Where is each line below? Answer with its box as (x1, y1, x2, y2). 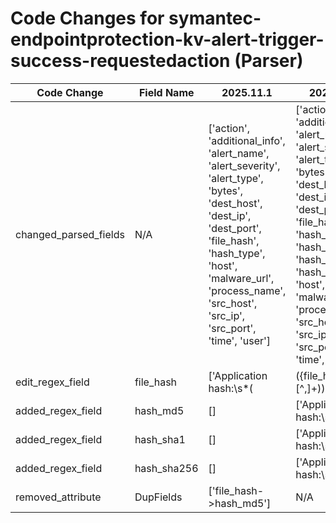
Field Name (138, 85, 195, 99)
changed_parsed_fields (15, 227, 125, 241)
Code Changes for (10, 7, 165, 30)
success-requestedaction (10, 50, 231, 72)
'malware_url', (208, 271, 275, 285)
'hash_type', (208, 246, 266, 260)
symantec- (168, 7, 262, 30)
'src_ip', (208, 308, 246, 322)
